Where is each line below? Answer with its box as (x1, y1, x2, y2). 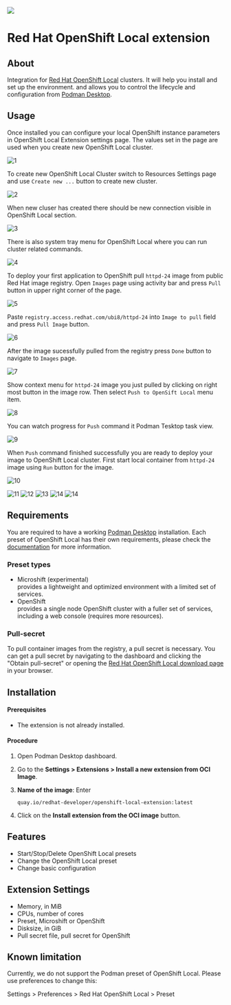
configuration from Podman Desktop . (7, 90, 112, 98)
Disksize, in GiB (16, 924, 62, 932)
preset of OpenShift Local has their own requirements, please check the (7, 535, 211, 543)
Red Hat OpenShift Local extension (7, 30, 210, 46)
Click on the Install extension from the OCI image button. (16, 811, 181, 819)
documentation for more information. (7, 542, 112, 551)
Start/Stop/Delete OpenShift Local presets (16, 849, 137, 857)
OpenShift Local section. (7, 210, 77, 219)
